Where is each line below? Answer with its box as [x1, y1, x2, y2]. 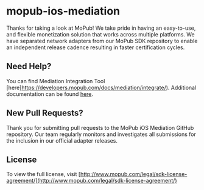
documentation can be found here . [6, 90, 93, 98]
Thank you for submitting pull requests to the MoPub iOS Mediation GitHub [6, 124, 194, 131]
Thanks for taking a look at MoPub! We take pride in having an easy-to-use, [6, 24, 196, 32]
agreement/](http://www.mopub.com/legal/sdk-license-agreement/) [6, 177, 177, 185]
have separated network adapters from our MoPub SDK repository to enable [6, 37, 198, 44]
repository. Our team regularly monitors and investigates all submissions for [6, 131, 196, 138]
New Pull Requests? [6, 108, 83, 118]
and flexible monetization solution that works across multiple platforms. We [6, 30, 195, 38]
